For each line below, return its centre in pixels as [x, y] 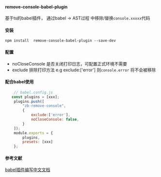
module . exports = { [33, 133]
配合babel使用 [19, 82]
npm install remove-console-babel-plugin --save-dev [61, 41]
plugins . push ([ [29, 101]
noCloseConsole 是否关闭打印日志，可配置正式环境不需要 [70, 64]
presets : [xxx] [38, 142]
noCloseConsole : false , [55, 120]
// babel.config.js [33, 92]
